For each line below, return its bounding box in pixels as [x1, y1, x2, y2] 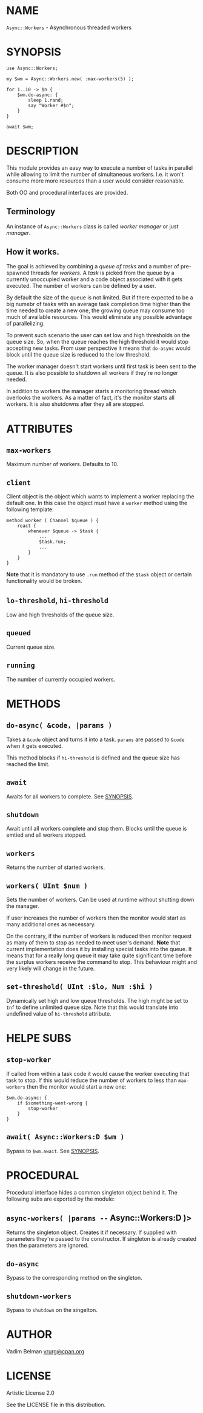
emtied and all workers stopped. [6, 831, 87, 839]
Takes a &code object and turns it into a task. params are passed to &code [6, 736, 185, 743]
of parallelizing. [6, 320, 45, 327]
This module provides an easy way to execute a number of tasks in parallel [6, 164, 193, 171]
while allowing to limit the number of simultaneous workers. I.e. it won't [6, 170, 184, 178]
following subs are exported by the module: [6, 1195, 115, 1202]
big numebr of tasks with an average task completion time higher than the [6, 301, 191, 308]
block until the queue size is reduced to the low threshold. [6, 351, 151, 358]
